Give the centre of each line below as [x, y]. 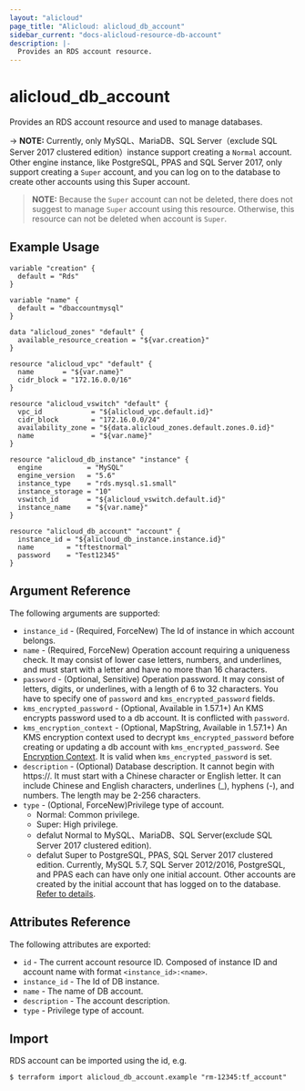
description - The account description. [96, 1000]
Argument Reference [70, 591]
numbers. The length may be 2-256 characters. [112, 795]
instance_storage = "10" [65, 491]
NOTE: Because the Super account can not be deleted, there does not [162, 199]
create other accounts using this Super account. [100, 182]
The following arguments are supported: [85, 613]
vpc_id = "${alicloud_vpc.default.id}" [116, 412]
